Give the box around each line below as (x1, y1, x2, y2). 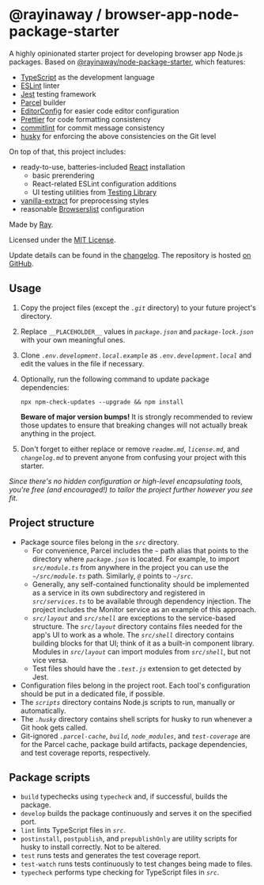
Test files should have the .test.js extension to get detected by (32, 664, 242, 673)
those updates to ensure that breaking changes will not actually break (20, 420, 248, 430)
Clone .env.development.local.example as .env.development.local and (20, 351, 252, 360)
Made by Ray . (9, 220, 54, 229)
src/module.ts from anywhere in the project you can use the (32, 562, 229, 572)
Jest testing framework (20, 89, 96, 98)
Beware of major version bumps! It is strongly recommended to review (20, 412, 253, 421)
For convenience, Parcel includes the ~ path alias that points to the (32, 546, 249, 555)
